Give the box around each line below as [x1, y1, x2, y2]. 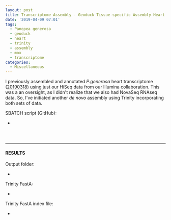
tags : [5, 21, 17, 27]
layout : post [5, 7, 33, 13]
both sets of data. [5, 100, 42, 106]
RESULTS [5, 150, 25, 156]
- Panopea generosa [10, 27, 51, 32]
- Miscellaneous [10, 64, 44, 69]
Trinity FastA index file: [5, 201, 53, 207]
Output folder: [5, 161, 35, 167]
